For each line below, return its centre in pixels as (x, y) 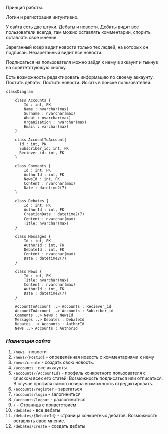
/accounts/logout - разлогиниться (49, 400)
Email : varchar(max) (46, 127)
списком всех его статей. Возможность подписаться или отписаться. (88, 378)
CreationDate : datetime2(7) (54, 214)
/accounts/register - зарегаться (47, 389)
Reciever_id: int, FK (42, 153)
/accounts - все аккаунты (40, 368)
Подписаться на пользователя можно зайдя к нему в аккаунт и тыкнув (82, 62)
